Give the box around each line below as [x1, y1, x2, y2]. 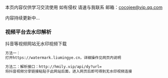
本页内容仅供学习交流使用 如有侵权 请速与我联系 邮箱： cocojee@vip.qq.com [5, 4, 163, 10]
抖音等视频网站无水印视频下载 [5, 41, 67, 47]
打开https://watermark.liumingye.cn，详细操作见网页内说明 [5, 55, 121, 61]
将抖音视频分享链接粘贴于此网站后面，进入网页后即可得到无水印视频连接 [5, 69, 132, 74]
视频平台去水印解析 [5, 28, 52, 35]
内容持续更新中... [5, 15, 40, 21]
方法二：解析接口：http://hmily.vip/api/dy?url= [5, 64, 102, 70]
